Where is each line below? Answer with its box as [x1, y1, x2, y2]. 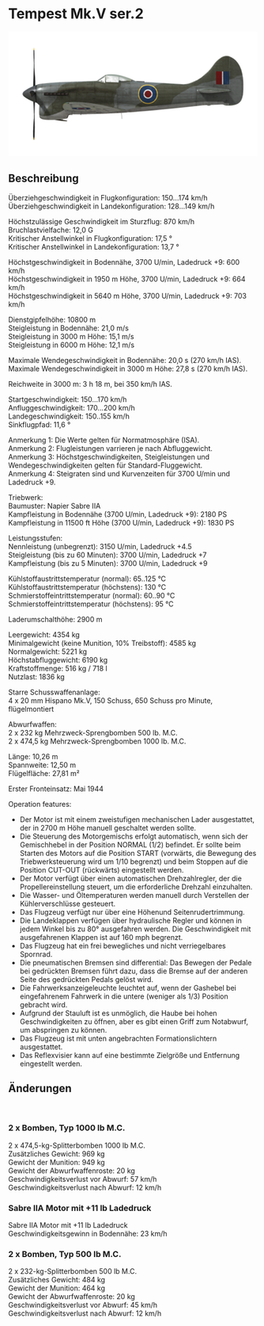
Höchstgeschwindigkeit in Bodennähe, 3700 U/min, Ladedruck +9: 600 [8, 257, 240, 266]
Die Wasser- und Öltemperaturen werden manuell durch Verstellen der [19, 890, 250, 900]
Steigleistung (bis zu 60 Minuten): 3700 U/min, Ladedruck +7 [8, 550, 207, 560]
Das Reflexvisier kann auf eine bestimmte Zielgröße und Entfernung [19, 1050, 240, 1060]
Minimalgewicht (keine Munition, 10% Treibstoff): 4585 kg [8, 638, 196, 648]
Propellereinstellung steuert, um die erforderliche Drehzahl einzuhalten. [19, 881, 253, 892]
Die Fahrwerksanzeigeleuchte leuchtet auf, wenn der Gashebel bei [19, 983, 237, 992]
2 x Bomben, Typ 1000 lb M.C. [8, 1122, 126, 1133]
